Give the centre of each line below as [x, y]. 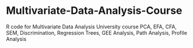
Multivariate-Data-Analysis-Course [94, 11]
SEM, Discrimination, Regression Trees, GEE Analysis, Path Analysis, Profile [97, 32]
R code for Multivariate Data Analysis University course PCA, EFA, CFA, [91, 27]
